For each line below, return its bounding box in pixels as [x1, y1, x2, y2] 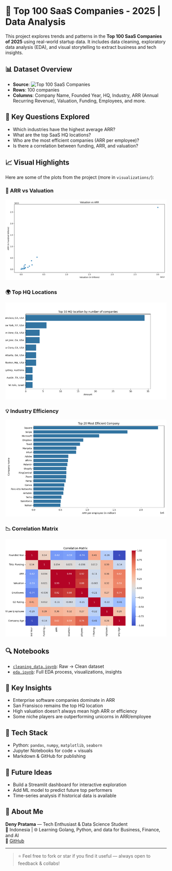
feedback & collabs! [17, 860, 60, 866]
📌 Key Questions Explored [5, 113, 90, 121]
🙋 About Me [5, 807, 44, 816]
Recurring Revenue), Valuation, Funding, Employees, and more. [12, 98, 146, 104]
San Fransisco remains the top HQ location [12, 702, 103, 709]
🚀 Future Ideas [5, 768, 52, 776]
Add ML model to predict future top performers [12, 787, 113, 793]
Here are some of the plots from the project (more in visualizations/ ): [5, 174, 155, 180]
